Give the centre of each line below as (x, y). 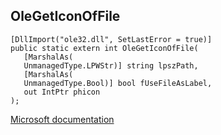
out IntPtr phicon (62, 92)
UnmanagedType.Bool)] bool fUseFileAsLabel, (118, 83)
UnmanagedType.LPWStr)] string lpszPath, (111, 65)
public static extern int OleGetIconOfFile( (104, 48)
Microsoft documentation (62, 119)
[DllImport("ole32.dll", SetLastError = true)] (111, 39)
